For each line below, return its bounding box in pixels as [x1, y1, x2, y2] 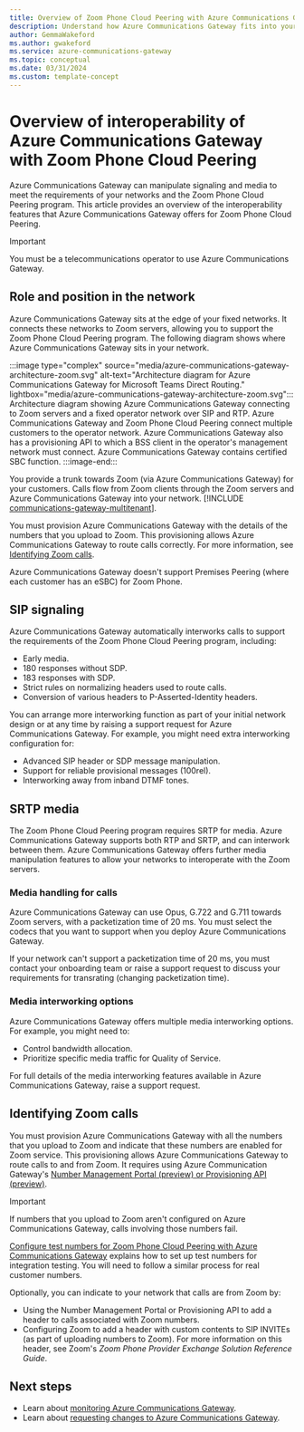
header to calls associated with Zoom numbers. [22, 1314, 201, 1325]
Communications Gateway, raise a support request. [9, 1080, 201, 1091]
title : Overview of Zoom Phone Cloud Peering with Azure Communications [9, 13, 290, 23]
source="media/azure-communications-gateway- [103, 360, 290, 370]
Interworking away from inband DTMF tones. [22, 775, 190, 786]
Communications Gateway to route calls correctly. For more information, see [9, 539, 294, 550]
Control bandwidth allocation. [22, 1043, 133, 1053]
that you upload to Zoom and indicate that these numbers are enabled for [9, 1139, 283, 1150]
